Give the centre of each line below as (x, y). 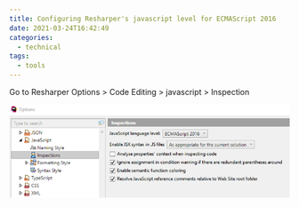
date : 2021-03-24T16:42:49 (59, 28)
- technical (40, 47)
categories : (31, 37)
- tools (32, 66)
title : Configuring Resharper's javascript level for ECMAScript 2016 (143, 19)
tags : (19, 56)
